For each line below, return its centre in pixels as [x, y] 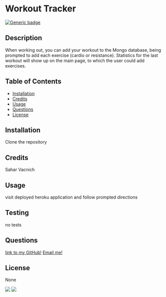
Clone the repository [26, 142]
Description [24, 38]
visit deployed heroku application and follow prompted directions [71, 197]
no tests [13, 224]
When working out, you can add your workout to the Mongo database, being [83, 50]
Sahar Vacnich [20, 170]
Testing [17, 213]
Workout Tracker [41, 9]
